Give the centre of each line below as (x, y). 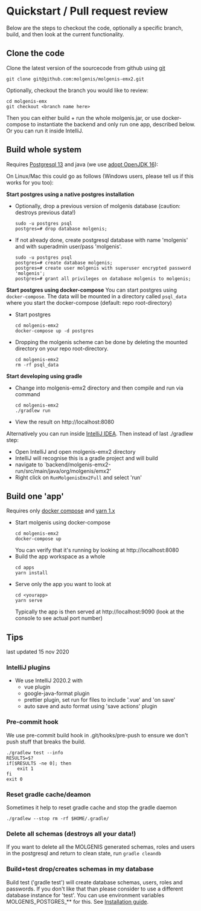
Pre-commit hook (32, 722)
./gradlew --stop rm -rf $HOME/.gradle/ (58, 819)
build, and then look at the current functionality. (65, 34)
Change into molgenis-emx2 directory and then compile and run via (99, 388)
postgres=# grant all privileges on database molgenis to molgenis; (103, 279)
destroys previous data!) (45, 212)
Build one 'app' (35, 496)
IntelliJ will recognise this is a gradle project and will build (86, 458)
